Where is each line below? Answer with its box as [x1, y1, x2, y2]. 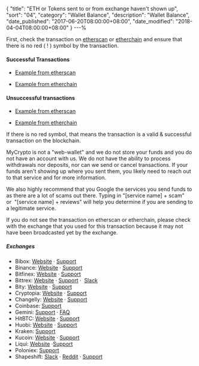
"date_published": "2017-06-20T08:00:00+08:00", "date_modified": [6, 18, 175, 25]
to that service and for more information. [6, 174, 107, 181]
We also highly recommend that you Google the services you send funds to [6, 185, 192, 193]
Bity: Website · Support [14, 283, 73, 291]
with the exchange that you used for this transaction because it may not [6, 222, 183, 230]
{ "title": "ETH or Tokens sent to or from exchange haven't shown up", [6, 5, 179, 12]
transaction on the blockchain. [6, 137, 81, 144]
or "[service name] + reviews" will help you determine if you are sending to [6, 199, 193, 206]
